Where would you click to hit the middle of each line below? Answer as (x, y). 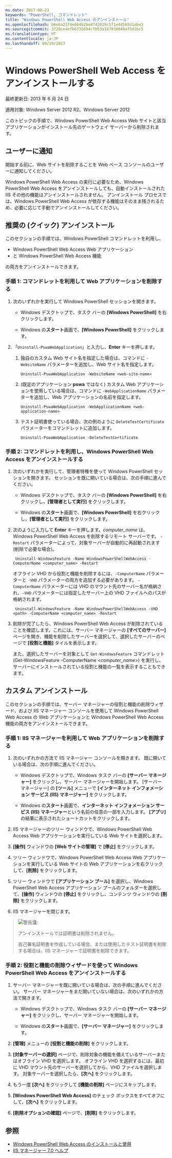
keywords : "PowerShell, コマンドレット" (46, 15)
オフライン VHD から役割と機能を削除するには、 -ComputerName (79, 573)
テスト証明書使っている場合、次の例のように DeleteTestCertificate (92, 421)
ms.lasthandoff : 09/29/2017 (35, 44)
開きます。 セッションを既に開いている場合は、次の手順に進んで (99, 477)
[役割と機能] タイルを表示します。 (63, 642)
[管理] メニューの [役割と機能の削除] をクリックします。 (72, 1043)
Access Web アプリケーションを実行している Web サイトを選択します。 (89, 836)
